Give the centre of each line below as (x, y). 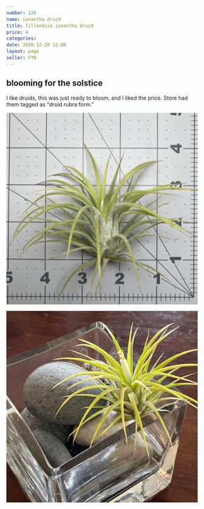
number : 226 (21, 13)
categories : (21, 39)
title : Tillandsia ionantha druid (50, 26)
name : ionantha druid (34, 19)
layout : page (23, 52)
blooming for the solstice (55, 83)
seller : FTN (21, 58)
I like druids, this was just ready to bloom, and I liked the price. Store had (97, 98)
